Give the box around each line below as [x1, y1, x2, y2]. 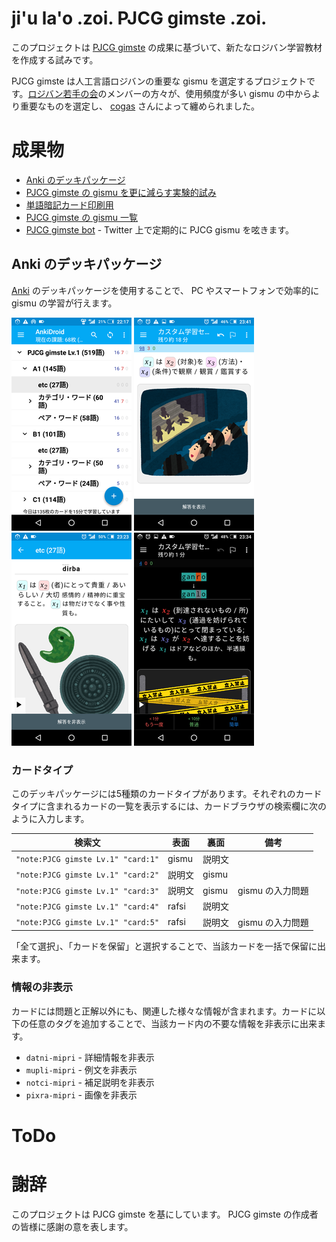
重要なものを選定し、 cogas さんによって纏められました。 [19, 100, 260, 112]
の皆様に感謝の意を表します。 [11, 1220, 134, 1232]
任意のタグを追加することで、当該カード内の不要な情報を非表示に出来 [28, 1017, 318, 1029]
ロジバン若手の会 [27, 87, 99, 99]
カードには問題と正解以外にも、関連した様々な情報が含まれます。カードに [11, 1005, 318, 1017]
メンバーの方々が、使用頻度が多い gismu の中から [106, 87, 312, 99]
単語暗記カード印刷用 [25, 198, 114, 211]
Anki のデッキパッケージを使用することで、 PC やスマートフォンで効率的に [11, 284, 320, 296]
